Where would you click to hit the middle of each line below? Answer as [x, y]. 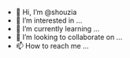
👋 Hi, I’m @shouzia [46, 12]
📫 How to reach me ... [52, 46]
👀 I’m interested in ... [49, 20]
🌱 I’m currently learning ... [58, 29]
